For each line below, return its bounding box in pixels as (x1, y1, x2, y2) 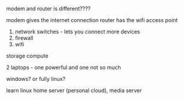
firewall (14, 35, 34, 41)
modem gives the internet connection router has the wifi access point (6, 17, 178, 23)
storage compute (6, 52, 49, 59)
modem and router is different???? (6, 5, 91, 12)
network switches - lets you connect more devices (14, 28, 140, 35)
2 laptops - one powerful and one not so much (6, 64, 121, 71)
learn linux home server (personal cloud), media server (6, 87, 142, 94)
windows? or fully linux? (6, 76, 66, 82)
